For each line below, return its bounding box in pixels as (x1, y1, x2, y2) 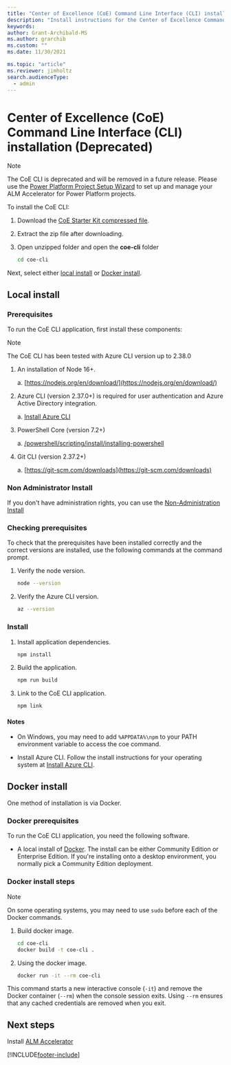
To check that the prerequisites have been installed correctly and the (7, 538, 202, 547)
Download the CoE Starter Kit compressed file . (16, 216, 150, 224)
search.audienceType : (7, 74, 69, 81)
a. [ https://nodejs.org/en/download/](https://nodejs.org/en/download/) (16, 378, 218, 386)
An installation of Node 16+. (16, 365, 96, 373)
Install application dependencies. (16, 637, 111, 646)
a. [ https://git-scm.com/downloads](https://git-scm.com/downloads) (16, 465, 212, 474)
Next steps (7, 1019, 55, 1031)
